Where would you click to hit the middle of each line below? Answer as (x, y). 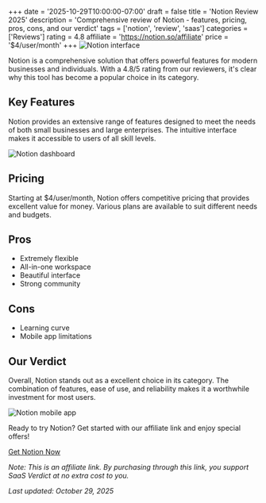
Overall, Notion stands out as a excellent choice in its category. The (118, 381)
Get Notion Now (35, 452)
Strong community (50, 284)
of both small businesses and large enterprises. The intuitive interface (123, 129)
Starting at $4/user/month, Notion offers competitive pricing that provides (129, 198)
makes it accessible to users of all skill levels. (82, 138)
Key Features (42, 102)
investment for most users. (52, 397)
